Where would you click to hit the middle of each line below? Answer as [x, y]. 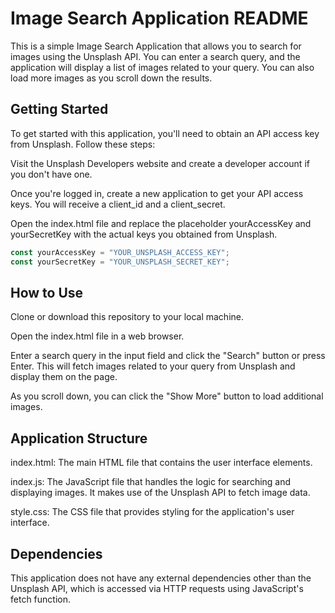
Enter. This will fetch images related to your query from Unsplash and [153, 366]
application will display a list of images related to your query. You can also [162, 67]
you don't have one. [51, 174]
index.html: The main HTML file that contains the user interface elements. [161, 463]
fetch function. [40, 599]
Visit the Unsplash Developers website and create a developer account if [160, 163]
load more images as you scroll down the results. [111, 78]
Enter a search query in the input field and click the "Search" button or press [168, 356]
